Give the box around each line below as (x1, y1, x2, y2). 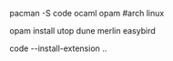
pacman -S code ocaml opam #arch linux (9, 8, 165, 18)
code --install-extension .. (9, 43, 107, 54)
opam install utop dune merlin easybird (9, 25, 157, 36)
